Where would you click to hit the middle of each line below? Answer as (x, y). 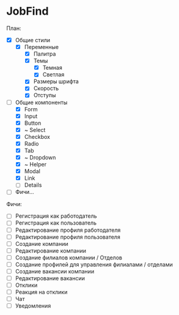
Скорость (46, 88)
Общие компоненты (41, 102)
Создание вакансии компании (55, 271)
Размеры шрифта (56, 81)
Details (33, 185)
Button (33, 123)
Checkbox (37, 136)
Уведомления (33, 306)
